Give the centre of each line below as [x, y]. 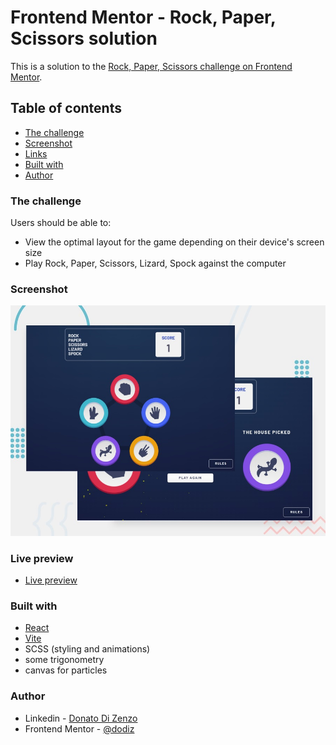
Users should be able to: [61, 223]
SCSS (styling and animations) [87, 649]
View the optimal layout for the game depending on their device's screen [174, 242]
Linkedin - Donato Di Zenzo [81, 718]
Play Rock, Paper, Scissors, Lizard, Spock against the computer [155, 263]
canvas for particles [66, 670]
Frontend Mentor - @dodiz [79, 728]
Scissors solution [84, 38]
